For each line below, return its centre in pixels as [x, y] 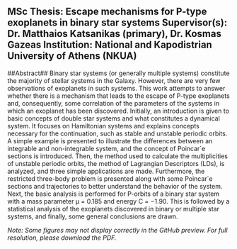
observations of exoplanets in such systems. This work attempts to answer [116, 88]
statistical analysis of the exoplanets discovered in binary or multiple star [113, 209]
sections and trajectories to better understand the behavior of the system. [115, 186]
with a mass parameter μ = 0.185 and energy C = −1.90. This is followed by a [118, 201]
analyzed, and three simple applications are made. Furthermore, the [106, 171]
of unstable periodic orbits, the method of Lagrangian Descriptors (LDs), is [116, 163]
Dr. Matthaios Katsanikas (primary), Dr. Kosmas [114, 34]
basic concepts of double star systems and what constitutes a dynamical [114, 118]
